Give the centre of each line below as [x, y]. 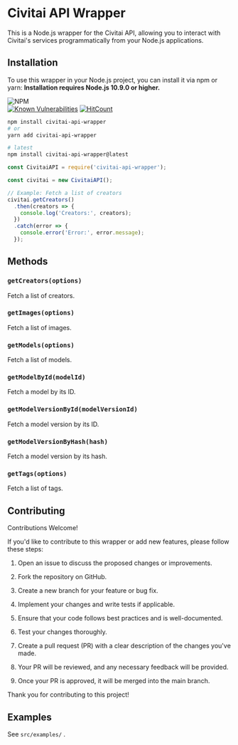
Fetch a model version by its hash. [58, 456]
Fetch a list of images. [40, 327]
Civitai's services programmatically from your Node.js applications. [106, 40]
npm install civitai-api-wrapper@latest [68, 154]
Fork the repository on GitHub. [62, 577]
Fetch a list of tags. [36, 488]
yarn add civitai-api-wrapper [52, 135]
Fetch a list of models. [40, 360]
